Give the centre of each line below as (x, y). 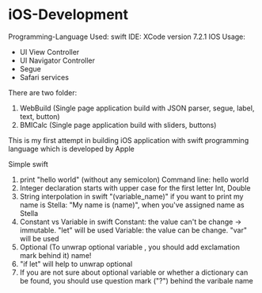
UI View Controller (49, 52)
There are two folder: (43, 92)
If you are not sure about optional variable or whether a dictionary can (134, 272)
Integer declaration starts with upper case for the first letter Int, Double (135, 187)
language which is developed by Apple (71, 148)
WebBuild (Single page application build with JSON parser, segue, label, (137, 108)
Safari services (44, 77)
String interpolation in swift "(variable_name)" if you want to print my (131, 196)
